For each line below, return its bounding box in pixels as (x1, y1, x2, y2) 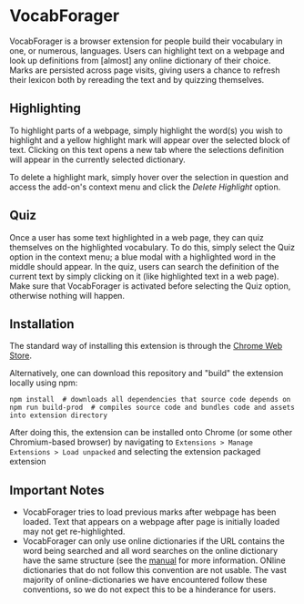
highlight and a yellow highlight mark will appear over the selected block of (9, 134, 290, 146)
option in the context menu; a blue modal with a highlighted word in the (9, 251, 276, 262)
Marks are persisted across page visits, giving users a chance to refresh (9, 65, 280, 76)
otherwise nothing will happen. (9, 290, 126, 301)
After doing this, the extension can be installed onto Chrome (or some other (9, 427, 293, 438)
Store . (9, 350, 33, 361)
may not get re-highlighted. (22, 526, 126, 537)
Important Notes (9, 482, 105, 497)
